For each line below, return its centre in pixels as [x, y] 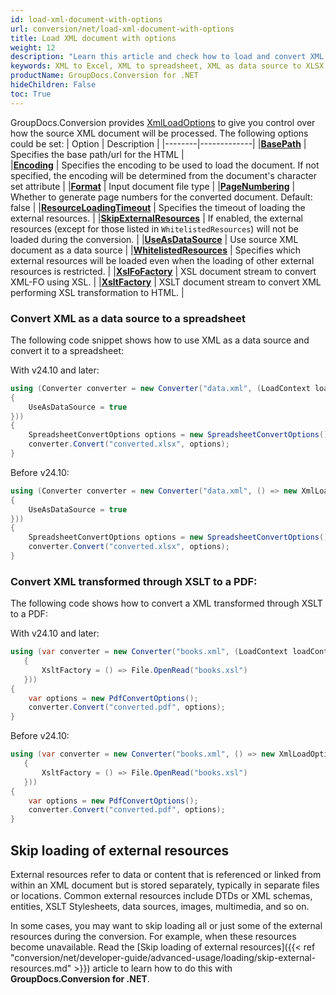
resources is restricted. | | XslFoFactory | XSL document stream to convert [163, 271]
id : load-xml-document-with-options [86, 19]
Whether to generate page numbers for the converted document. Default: [161, 197]
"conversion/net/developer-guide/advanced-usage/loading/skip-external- [163, 958]
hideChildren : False [53, 85]
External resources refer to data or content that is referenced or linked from [166, 875]
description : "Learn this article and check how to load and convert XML [167, 57]
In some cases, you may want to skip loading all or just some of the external [166, 926]
